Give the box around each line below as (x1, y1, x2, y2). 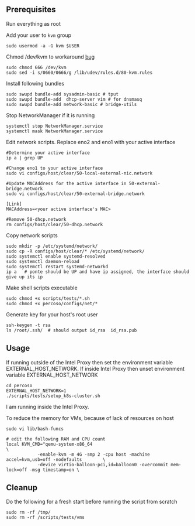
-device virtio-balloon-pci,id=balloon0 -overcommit (37, 462, 168, 467)
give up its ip (6, 274, 43, 280)
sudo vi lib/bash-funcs (6, 426, 64, 432)
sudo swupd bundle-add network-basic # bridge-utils (6, 101, 137, 107)
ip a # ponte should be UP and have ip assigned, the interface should (6, 269, 190, 275)
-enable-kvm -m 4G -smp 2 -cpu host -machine (37, 451, 150, 457)
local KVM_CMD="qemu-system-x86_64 (6, 441, 93, 447)
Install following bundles (6, 80, 65, 87)
